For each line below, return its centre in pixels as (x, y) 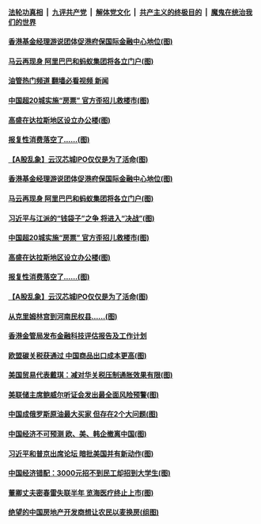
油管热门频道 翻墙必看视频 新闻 (59, 81)
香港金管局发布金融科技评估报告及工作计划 (78, 336)
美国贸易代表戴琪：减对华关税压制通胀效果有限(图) (91, 375)
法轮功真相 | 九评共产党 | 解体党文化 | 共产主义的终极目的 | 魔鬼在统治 (127, 12)
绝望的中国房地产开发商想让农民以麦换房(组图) (84, 512)
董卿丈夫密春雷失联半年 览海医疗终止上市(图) (81, 492)
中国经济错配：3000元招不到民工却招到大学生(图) (89, 473)
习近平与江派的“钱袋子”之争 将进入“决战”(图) (81, 218)
